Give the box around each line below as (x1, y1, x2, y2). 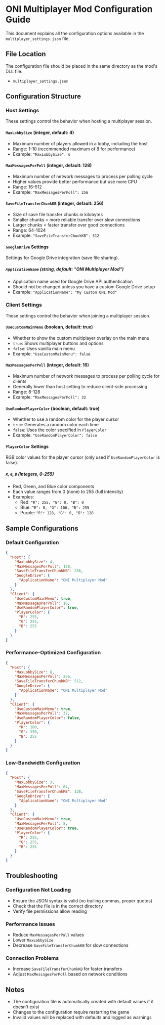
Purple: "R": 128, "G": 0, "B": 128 (20, 510, 94, 516)
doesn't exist (12, 1004, 40, 1010)
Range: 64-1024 (12, 227, 46, 233)
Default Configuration (5, 539, 59, 546)
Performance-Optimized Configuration (5, 649, 101, 656)
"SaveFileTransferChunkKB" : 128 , (14, 789, 83, 794)
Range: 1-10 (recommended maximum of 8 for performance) (12, 146, 135, 152)
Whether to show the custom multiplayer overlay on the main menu (12, 335, 150, 341)
